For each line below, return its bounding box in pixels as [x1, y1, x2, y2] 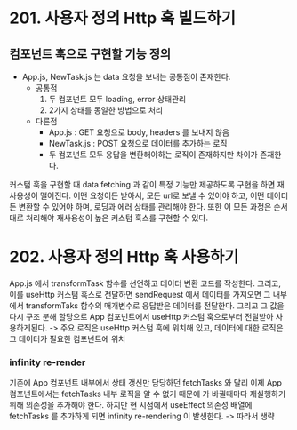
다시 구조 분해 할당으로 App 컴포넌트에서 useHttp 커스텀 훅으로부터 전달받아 [9, 311, 274, 322]
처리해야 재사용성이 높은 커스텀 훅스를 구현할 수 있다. [25, 212, 209, 223]
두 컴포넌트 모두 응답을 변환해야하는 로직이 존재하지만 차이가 [48, 149, 258, 160]
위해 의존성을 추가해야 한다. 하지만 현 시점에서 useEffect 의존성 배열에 [9, 400, 253, 410]
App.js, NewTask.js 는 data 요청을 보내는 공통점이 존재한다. [21, 72, 231, 82]
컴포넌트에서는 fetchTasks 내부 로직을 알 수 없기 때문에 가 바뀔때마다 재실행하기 [9, 388, 286, 400]
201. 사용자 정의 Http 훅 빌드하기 [9, 8, 237, 28]
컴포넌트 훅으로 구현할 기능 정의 [9, 46, 172, 61]
